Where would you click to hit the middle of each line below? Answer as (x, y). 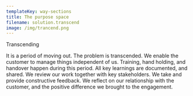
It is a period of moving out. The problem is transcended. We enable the (92, 56)
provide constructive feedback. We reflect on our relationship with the (90, 81)
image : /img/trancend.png (37, 28)
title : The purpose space (37, 17)
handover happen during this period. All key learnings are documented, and (97, 68)
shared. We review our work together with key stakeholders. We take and (94, 74)
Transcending (23, 44)
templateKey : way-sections (39, 11)
